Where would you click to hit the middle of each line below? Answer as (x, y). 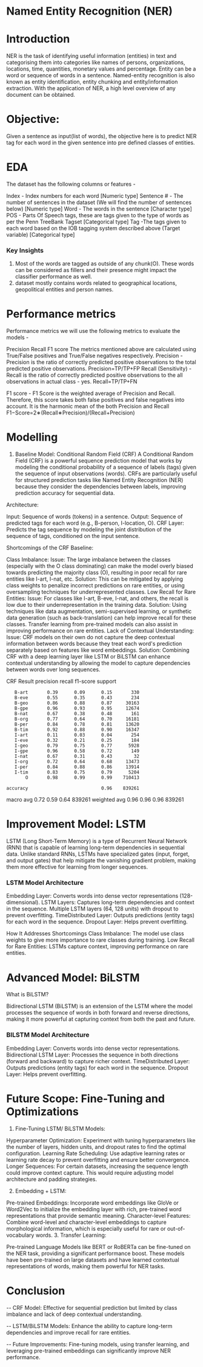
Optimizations (42, 1111)
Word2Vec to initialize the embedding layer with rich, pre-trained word (94, 1209)
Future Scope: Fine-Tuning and (86, 1098)
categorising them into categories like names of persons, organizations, (96, 63)
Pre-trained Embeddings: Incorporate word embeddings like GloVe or (92, 1203)
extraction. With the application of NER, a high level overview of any (91, 88)
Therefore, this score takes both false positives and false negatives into (95, 400)
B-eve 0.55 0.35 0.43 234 (77, 698)
